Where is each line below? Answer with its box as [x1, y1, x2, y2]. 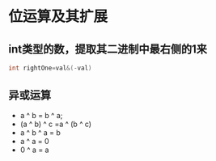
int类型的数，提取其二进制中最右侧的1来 [8, 42, 208, 56]
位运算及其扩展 [8, 7, 108, 26]
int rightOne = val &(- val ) [8, 64, 92, 72]
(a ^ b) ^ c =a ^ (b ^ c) [19, 119, 91, 129]
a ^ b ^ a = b [19, 127, 61, 138]
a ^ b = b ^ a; [19, 110, 63, 120]
